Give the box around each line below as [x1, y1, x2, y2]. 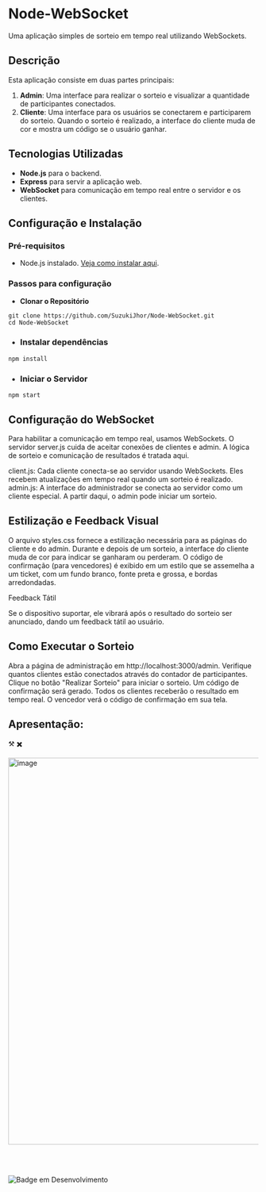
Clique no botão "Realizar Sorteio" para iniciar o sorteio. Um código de [8, 678, 240, 687]
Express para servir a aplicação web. [19, 176, 143, 186]
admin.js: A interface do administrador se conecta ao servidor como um [8, 483, 244, 492]
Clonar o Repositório [19, 296, 90, 306]
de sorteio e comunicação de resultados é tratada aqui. [8, 450, 190, 460]
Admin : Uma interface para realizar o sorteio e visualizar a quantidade [19, 90, 250, 100]
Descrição [8, 54, 60, 67]
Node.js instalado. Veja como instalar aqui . [19, 259, 160, 268]
